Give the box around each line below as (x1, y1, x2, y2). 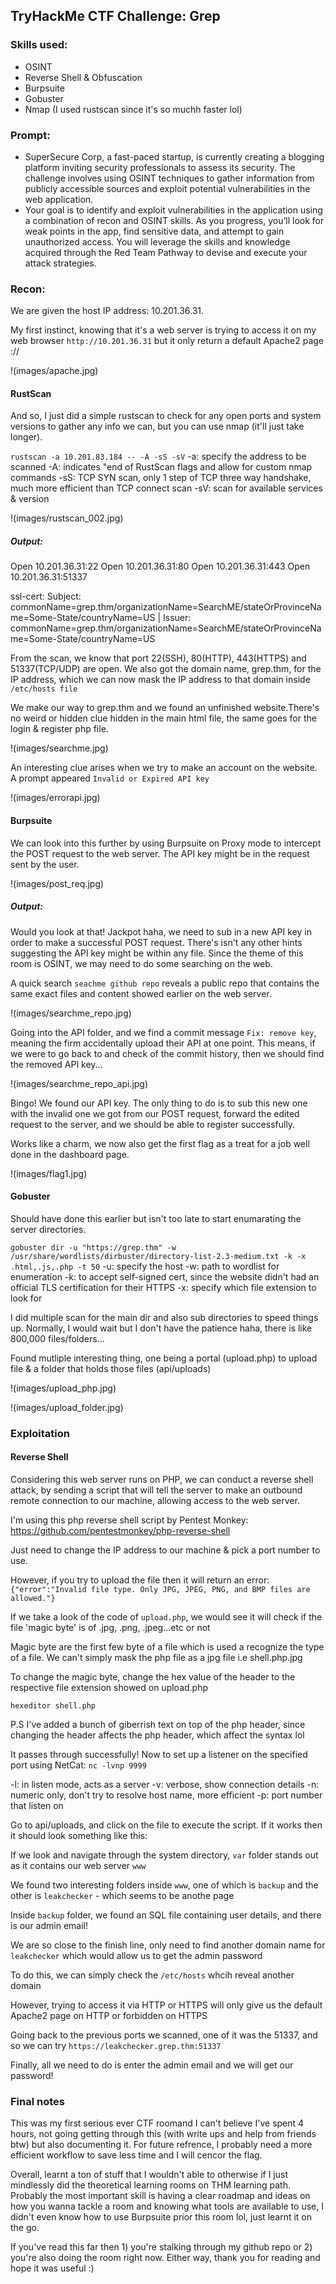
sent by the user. (10, 858, 80, 870)
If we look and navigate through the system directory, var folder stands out (10, 1849, 319, 1861)
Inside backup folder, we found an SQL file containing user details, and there (10, 1909, 322, 1921)
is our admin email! (10, 1919, 88, 1931)
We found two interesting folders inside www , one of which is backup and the (10, 1879, 319, 1891)
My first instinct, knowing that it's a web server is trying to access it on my (10, 324, 317, 336)
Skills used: (10, 38, 68, 52)
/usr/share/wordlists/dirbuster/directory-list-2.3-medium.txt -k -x (10, 1251, 307, 1261)
